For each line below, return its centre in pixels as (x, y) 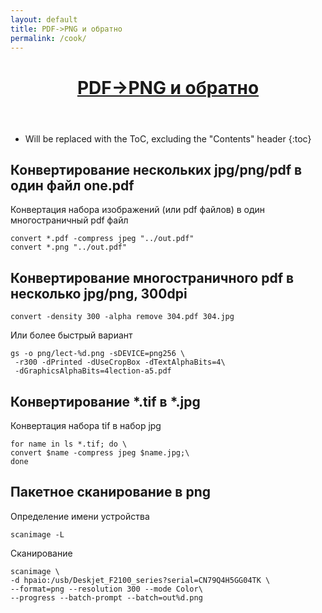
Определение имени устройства (80, 516)
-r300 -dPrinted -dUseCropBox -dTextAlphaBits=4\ (120, 362)
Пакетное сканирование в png (111, 492)
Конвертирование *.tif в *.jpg (105, 401)
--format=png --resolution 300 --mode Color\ (106, 589)
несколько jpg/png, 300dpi (99, 293)
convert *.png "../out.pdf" (69, 247)
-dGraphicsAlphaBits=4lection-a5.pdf (93, 371)
